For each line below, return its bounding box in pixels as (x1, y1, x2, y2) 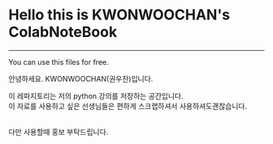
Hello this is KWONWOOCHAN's (8, 6, 230, 24)
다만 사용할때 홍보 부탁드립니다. (8, 127, 109, 137)
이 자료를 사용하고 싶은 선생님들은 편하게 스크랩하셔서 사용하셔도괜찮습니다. (8, 101, 248, 111)
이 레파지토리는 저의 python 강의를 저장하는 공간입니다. (8, 91, 184, 100)
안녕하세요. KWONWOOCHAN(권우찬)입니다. (8, 74, 154, 83)
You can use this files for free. (8, 57, 109, 66)
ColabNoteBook (8, 23, 118, 41)
